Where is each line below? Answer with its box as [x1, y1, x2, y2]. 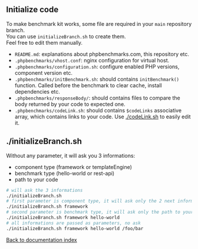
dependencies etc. [14, 88, 61, 95]
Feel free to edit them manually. [6, 39, 83, 46]
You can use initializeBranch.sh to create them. [6, 32, 126, 40]
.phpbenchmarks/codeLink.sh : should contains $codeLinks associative [14, 107, 181, 114]
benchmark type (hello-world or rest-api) [14, 170, 115, 177]
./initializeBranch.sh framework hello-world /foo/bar [6, 225, 144, 231]
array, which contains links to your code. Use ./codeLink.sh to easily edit [14, 113, 191, 120]
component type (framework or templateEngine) [14, 163, 133, 170]
